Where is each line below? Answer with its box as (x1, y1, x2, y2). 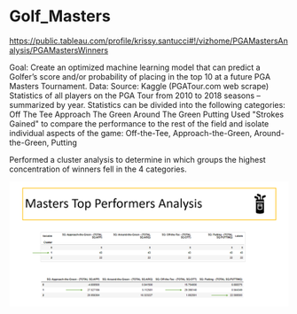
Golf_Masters (9, 6, 111, 27)
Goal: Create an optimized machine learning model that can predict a (9, 62, 261, 73)
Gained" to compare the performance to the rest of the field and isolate (9, 118, 270, 129)
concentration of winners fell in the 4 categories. (9, 164, 188, 174)
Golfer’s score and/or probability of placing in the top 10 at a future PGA (9, 71, 271, 81)
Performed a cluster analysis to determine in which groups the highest (9, 154, 266, 165)
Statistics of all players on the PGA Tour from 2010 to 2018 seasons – (9, 90, 262, 101)
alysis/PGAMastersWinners (9, 44, 109, 55)
